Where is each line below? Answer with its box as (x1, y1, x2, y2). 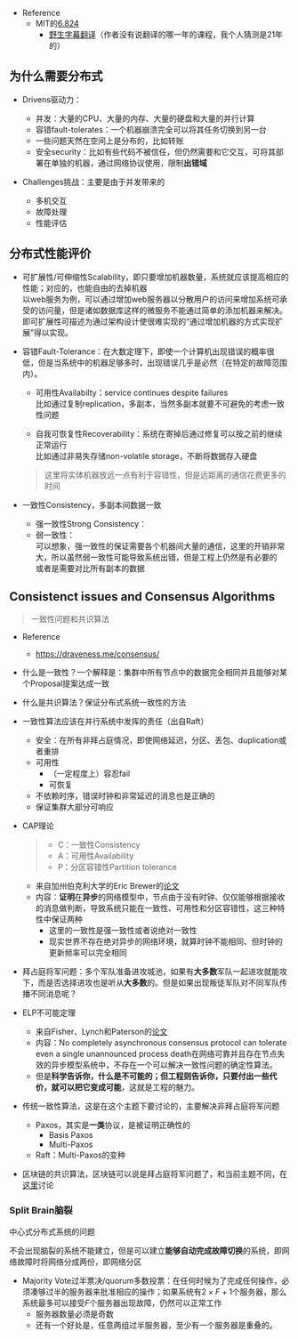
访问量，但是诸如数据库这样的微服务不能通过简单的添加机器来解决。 (37, 304, 287, 315)
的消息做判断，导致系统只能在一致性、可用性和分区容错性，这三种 (35, 903, 278, 914)
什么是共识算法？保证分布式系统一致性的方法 (21, 698, 187, 708)
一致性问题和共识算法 (30, 614, 109, 625)
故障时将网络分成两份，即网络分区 (16, 1256, 142, 1267)
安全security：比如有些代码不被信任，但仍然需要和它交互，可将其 (35, 146, 276, 157)
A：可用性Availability (57, 851, 134, 861)
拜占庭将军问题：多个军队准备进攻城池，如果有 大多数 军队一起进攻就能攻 (21, 966, 287, 977)
